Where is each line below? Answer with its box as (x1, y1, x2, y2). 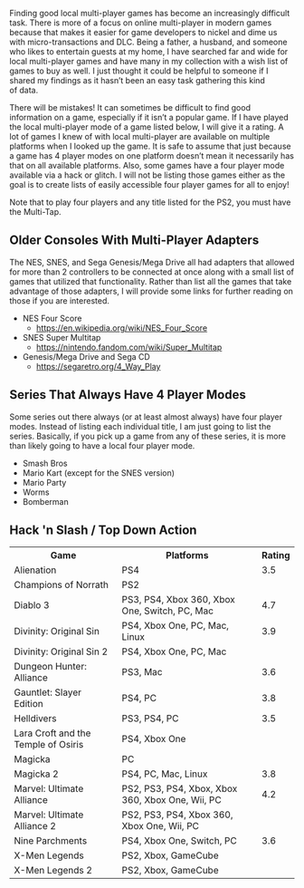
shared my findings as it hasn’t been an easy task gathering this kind (9, 75, 265, 85)
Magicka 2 (14, 767, 59, 780)
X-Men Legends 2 (14, 864, 93, 877)
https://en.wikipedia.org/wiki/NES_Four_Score (35, 322, 208, 333)
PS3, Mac (121, 666, 163, 679)
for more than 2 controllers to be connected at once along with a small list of (9, 266, 294, 277)
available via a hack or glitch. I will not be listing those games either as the (9, 169, 286, 180)
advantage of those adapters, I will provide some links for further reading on (9, 285, 294, 296)
